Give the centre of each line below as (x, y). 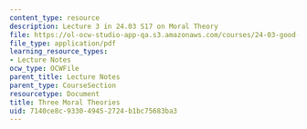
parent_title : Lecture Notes (65, 77)
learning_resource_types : (58, 52)
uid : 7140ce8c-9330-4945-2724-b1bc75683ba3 (94, 111)
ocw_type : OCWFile (44, 69)
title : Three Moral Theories (65, 102)
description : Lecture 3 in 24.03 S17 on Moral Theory (114, 26)
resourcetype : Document (55, 94)
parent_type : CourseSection (63, 85)
